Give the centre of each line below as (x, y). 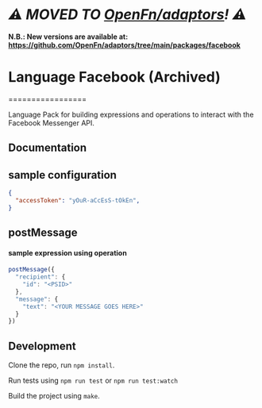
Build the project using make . (54, 396)
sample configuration (63, 175)
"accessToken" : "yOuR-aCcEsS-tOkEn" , (78, 200)
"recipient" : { (40, 277)
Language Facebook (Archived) (114, 77)
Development (42, 346)
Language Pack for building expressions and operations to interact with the (131, 114)
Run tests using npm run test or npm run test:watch (93, 381)
